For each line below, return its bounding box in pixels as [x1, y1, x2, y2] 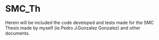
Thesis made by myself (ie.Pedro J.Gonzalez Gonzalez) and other [5, 24, 140, 30]
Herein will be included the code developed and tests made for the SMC [5, 19, 154, 25]
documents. [5, 30, 30, 36]
